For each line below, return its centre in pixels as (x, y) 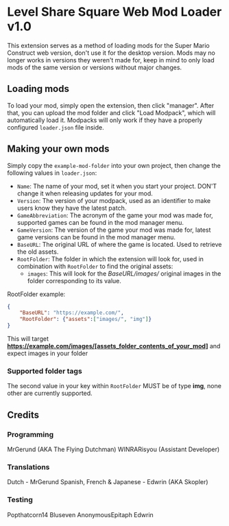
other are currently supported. (50, 393)
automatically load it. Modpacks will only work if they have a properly (105, 120)
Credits (23, 415)
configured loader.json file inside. (56, 127)
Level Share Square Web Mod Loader (114, 12)
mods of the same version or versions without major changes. (95, 67)
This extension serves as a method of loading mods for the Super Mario (109, 45)
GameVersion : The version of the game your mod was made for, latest (114, 230)
